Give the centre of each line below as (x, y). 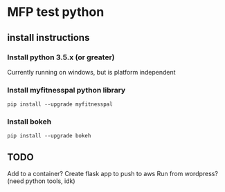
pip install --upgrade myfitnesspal (60, 104)
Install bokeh (29, 122)
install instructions (48, 38)
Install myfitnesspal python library (66, 90)
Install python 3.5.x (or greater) (61, 57)
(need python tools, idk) (41, 181)
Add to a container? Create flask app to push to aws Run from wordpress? (112, 174)
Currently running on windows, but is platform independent (91, 72)
